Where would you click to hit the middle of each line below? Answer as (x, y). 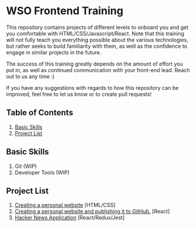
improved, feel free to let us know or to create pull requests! (79, 94)
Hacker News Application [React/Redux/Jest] (70, 218)
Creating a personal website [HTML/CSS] (65, 205)
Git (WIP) (26, 166)
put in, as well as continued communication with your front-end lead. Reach (98, 70)
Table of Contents (40, 113)
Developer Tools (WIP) (42, 172)
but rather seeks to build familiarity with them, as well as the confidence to (97, 46)
